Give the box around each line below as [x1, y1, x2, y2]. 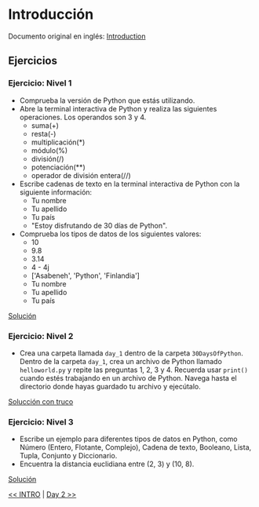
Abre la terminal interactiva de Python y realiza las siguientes [19, 104, 217, 113]
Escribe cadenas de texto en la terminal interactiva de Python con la [19, 179, 240, 188]
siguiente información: [19, 187, 93, 197]
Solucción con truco [8, 396, 74, 406]
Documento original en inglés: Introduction [8, 31, 146, 41]
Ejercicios [8, 54, 57, 67]
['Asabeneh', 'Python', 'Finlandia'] [31, 271, 140, 280]
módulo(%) [31, 145, 68, 155]
